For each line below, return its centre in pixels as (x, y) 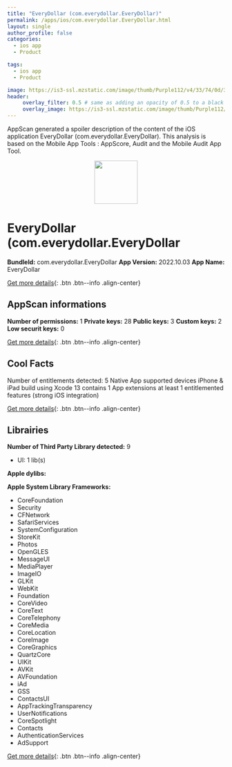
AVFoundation (37, 677)
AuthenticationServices (50, 736)
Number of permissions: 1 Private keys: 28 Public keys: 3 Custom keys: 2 (115, 321)
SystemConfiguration (47, 530)
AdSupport (32, 743)
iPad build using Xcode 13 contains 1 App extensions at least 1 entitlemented (116, 387)
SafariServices (38, 522)
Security (29, 508)
